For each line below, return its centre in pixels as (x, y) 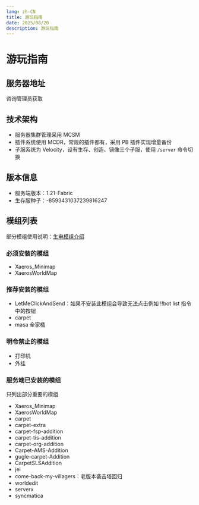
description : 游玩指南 (32, 28)
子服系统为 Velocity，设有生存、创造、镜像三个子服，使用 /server (95, 150)
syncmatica (29, 495)
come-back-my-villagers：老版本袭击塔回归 (69, 476)
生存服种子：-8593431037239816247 (61, 200)
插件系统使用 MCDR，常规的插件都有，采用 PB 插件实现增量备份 (93, 142)
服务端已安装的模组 (34, 380)
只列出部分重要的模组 (32, 394)
